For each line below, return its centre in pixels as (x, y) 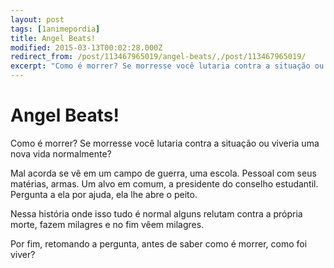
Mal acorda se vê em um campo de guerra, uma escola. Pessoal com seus (163, 173)
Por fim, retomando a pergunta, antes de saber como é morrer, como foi (159, 243)
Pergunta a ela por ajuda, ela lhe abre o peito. (104, 194)
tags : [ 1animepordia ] (55, 29)
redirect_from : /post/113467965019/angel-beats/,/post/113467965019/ (158, 57)
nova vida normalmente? (61, 153)
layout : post (37, 19)
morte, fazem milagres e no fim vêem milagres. (107, 224)
